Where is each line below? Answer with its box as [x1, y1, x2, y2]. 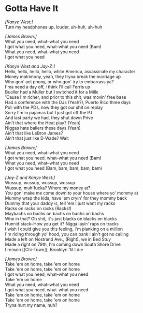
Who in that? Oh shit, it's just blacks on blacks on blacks [5, 216, 117, 222]
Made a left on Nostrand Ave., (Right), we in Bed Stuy [5, 236, 111, 242]
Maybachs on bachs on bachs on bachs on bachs [5, 210, 104, 216]
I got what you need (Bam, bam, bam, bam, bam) [5, 165, 102, 171]
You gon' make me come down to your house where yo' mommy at [5, 190, 139, 196]
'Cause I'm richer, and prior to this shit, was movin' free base [5, 94, 127, 100]
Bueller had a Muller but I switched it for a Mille [5, 89, 99, 95]
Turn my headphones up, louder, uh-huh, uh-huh [5, 24, 102, 30]
